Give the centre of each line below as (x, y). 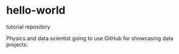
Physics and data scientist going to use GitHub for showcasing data (90, 38)
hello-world (36, 10)
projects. (17, 45)
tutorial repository (28, 27)
